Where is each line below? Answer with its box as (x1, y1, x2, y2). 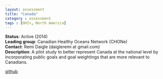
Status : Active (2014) (5, 34, 48, 39)
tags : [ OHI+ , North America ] (5, 20, 67, 26)
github (5, 68, 18, 75)
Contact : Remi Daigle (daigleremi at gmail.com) (5, 44, 100, 50)
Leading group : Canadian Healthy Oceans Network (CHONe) (5, 39, 128, 45)
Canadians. (5, 59, 28, 65)
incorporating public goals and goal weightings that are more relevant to (5, 54, 150, 60)
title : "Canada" (5, 12, 38, 16)
